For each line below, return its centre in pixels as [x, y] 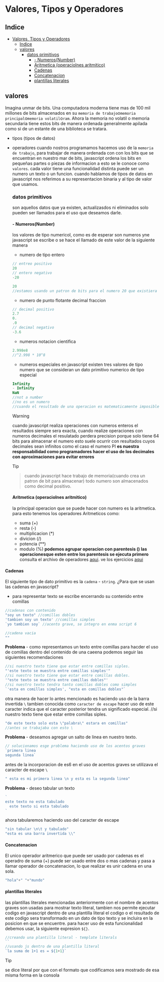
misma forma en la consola [32, 975]
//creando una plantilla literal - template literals [61, 937]
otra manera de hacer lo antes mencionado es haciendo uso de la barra [77, 698]
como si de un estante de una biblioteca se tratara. [56, 129]
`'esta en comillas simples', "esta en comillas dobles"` [65, 689]
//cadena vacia [21, 633]
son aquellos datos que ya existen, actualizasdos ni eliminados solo [80, 207]
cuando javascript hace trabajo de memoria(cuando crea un [85, 476]
